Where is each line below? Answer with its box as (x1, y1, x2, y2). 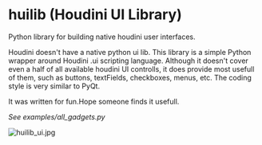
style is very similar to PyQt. (8, 81, 101, 91)
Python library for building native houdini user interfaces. (8, 32, 196, 41)
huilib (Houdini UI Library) (8, 6, 182, 24)
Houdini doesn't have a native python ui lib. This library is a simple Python (8, 47, 252, 57)
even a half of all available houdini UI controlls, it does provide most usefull (8, 64, 255, 73)
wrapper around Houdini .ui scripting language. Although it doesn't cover (8, 56, 249, 65)
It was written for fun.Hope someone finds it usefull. (8, 96, 180, 106)
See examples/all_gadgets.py (8, 112, 105, 121)
